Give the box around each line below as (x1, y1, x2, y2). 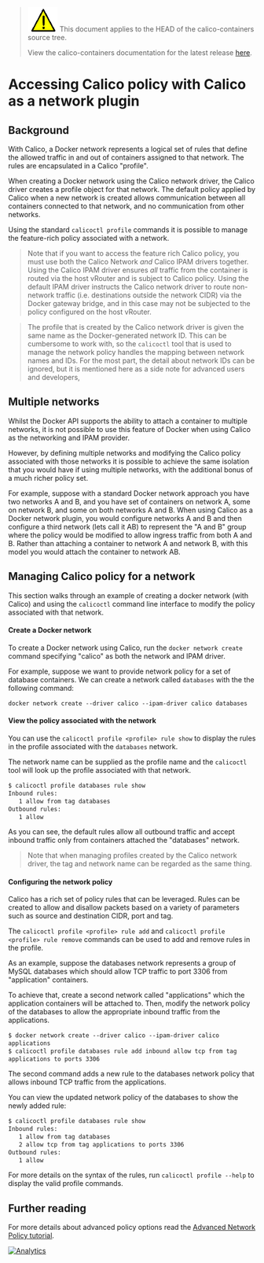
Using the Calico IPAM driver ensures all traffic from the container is (27, 265, 248, 275)
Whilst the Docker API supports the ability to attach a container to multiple (8, 416, 247, 426)
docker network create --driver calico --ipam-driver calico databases (8, 700, 247, 707)
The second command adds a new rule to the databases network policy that (8, 1069, 255, 1079)
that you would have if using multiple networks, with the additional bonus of (8, 464, 253, 475)
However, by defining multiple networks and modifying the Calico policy (8, 448, 241, 457)
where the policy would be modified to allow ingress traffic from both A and (8, 530, 253, 540)
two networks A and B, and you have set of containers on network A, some (8, 497, 251, 506)
